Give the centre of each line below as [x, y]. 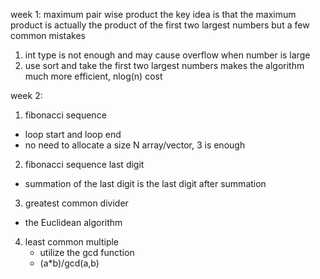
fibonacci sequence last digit [84, 164]
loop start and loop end [73, 134]
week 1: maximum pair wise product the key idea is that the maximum [153, 14]
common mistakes [48, 35]
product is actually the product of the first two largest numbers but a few [160, 25]
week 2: [26, 95]
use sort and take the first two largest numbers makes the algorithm [164, 65]
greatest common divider [76, 203]
